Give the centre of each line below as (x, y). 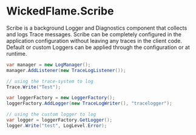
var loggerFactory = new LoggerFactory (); (61, 98)
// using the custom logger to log (51, 114)
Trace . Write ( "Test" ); (34, 87)
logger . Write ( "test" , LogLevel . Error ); (57, 125)
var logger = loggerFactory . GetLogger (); (59, 120)
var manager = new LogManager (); (49, 65)
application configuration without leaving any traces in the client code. (94, 41)
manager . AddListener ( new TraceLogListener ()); (66, 70)
